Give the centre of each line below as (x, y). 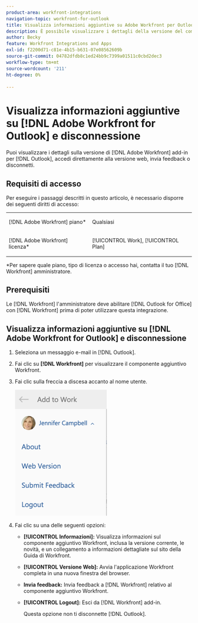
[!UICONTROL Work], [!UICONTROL (136, 240)
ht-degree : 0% (24, 75)
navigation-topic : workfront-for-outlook (58, 19)
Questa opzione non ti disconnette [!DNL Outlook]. (85, 614)
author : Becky (24, 38)
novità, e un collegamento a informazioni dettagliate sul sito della (102, 549)
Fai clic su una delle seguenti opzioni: (60, 525)
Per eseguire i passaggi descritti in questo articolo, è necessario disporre (95, 198)
